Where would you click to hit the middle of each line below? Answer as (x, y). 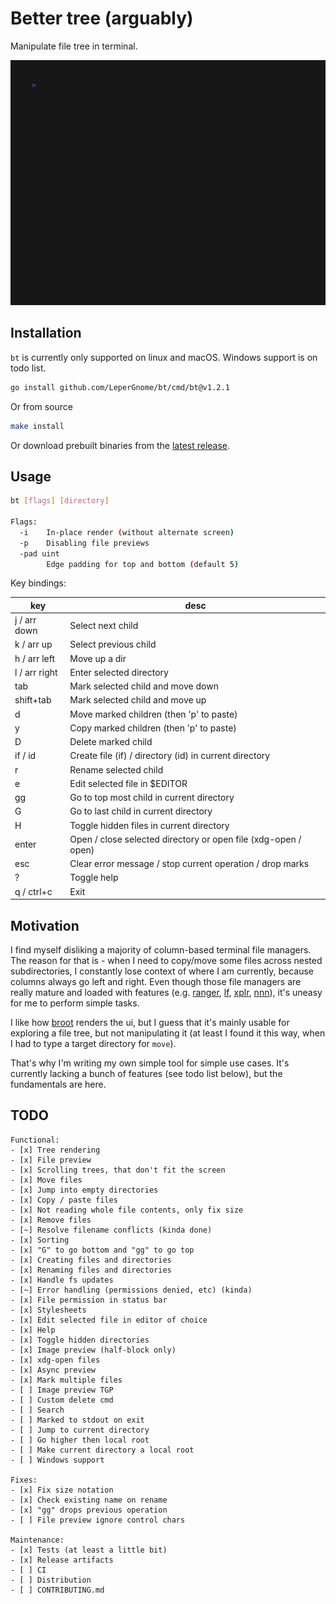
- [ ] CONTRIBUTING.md (57, 1590)
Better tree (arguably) (102, 18)
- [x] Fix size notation (62, 1490)
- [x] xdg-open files (55, 1360)
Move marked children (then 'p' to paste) (153, 714)
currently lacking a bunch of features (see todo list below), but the (146, 1073)
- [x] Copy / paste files (64, 1200)
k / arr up (33, 644)
